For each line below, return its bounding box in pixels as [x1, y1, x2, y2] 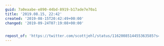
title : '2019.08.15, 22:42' [5, 12, 62, 16]
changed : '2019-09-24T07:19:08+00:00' [5, 20, 84, 26]
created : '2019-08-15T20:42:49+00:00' [5, 16, 84, 21]
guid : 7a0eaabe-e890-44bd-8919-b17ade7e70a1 [5, 7, 97, 12]
